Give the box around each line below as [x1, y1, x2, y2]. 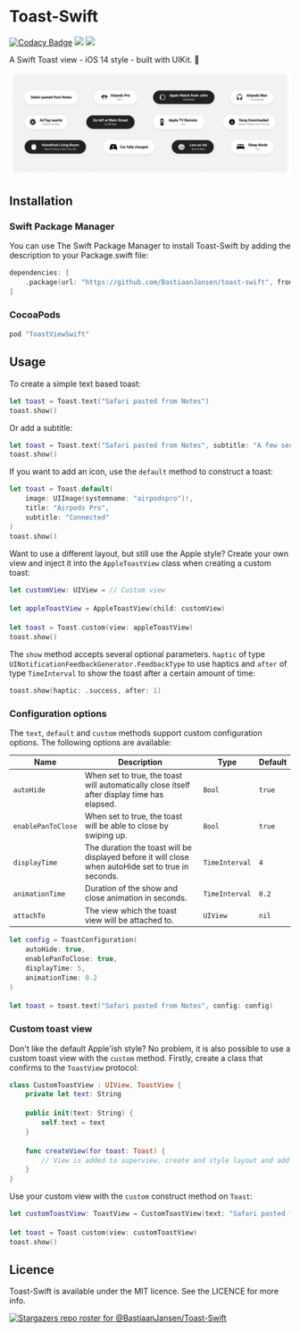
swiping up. [84, 830, 128, 840]
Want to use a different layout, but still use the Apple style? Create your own [9, 548, 289, 559]
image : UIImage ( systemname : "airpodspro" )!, [25, 494, 194, 503]
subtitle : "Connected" [25, 512, 110, 522]
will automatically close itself [84, 780, 190, 790]
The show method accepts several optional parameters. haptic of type [9, 648, 266, 659]
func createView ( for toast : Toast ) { [25, 1146, 166, 1155]
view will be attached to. [84, 915, 174, 925]
